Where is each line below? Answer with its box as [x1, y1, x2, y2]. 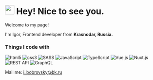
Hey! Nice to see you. [16, 6, 105, 17]
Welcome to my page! [5, 22, 49, 28]
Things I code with [5, 43, 50, 50]
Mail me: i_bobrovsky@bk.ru [5, 69, 62, 75]
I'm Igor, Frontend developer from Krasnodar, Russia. [5, 31, 113, 37]
